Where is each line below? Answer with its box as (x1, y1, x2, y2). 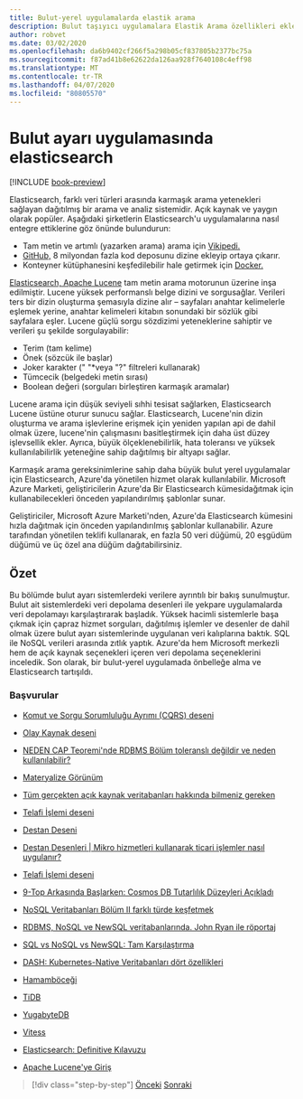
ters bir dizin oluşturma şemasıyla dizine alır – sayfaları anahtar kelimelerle (9, 296, 286, 307)
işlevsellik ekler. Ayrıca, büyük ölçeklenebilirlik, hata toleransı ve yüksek (9, 437, 276, 448)
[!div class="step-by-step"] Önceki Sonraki (31, 1079, 192, 1090)
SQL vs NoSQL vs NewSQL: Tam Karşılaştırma (22, 939, 195, 950)
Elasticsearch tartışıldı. (9, 666, 93, 678)
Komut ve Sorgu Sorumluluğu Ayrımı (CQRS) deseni (22, 709, 215, 720)
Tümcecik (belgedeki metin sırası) (22, 371, 149, 382)
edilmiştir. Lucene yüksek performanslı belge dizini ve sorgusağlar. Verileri (9, 286, 286, 298)
